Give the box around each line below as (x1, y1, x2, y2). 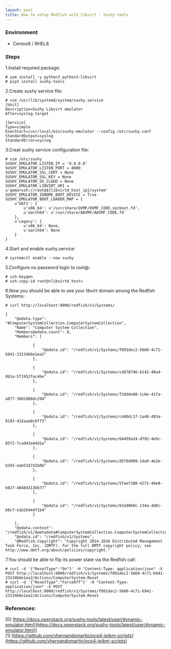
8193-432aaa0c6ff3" (5, 419, 47, 424)
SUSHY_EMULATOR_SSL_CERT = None (5, 170, 74, 175)
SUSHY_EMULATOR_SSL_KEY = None (5, 174, 72, 180)
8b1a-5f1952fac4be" (5, 374, 47, 379)
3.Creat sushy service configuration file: (5, 147, 89, 153)
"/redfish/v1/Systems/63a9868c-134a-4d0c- (71, 503, 163, 509)
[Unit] (5, 102, 19, 107)
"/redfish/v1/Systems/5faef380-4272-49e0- (71, 481, 163, 486)
